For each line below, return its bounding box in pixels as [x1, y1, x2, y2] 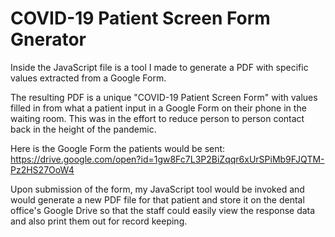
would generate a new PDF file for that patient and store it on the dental [10, 193, 305, 206]
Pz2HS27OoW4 [10, 163, 75, 176]
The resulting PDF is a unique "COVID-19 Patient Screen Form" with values [10, 91, 318, 103]
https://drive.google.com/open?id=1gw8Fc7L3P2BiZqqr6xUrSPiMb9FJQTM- [10, 153, 325, 165]
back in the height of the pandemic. [10, 123, 157, 135]
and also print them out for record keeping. [10, 215, 188, 227]
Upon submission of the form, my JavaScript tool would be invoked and [10, 183, 305, 195]
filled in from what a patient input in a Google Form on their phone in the [10, 102, 307, 114]
